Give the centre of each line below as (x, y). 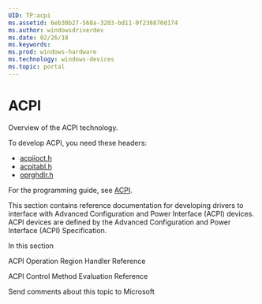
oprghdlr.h (36, 175)
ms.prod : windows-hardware (52, 52)
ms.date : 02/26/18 (38, 37)
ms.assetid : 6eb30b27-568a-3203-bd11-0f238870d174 (93, 23)
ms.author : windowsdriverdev (56, 30)
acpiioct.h (36, 158)
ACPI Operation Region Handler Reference (77, 261)
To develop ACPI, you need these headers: (78, 143)
